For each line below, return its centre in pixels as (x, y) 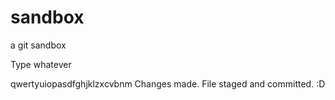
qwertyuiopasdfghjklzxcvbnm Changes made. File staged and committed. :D (168, 83)
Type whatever (41, 64)
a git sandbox (38, 45)
